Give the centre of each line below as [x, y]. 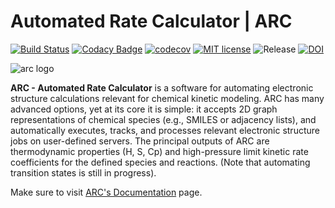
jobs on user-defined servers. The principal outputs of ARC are [140, 141]
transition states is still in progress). [83, 172]
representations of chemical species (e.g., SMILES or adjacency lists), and [163, 119]
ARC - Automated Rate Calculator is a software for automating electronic [162, 87]
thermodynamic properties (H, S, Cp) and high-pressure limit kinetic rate [159, 151]
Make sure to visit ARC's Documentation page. [106, 192]
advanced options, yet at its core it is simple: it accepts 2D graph [144, 109]
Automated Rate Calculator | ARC [151, 21]
